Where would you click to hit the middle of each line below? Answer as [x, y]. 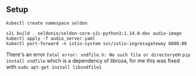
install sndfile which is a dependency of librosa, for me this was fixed [93, 60]
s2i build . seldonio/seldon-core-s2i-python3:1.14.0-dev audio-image [94, 33]
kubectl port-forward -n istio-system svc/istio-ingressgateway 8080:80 [97, 43]
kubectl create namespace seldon [47, 23]
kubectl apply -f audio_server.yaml [51, 38]
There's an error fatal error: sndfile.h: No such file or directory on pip [98, 54]
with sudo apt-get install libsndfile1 [54, 67]
